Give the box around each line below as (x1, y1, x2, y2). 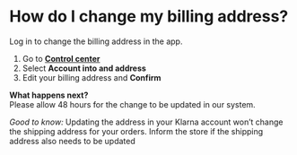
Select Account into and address (22, 63, 146, 73)
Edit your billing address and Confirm (22, 72, 162, 82)
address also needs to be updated (9, 135, 136, 146)
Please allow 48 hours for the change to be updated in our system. (9, 99, 256, 109)
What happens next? (9, 90, 89, 100)
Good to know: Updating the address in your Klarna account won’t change (9, 116, 284, 127)
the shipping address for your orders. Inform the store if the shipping (9, 125, 264, 136)
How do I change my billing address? (9, 6, 289, 27)
